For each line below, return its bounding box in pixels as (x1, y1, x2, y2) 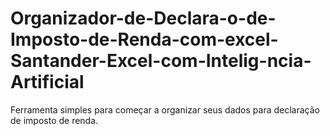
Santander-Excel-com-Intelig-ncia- (10, 50, 312, 72)
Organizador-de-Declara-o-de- (10, 7, 277, 30)
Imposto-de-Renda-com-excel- (10, 28, 279, 51)
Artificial (10, 71, 85, 94)
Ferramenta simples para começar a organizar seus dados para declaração (10, 103, 320, 116)
